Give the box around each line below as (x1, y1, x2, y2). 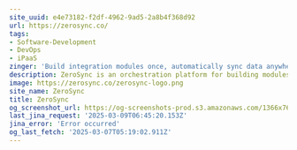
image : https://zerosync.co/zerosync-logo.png (9, 79, 184, 87)
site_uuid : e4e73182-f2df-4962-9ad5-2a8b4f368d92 (9, 12, 196, 22)
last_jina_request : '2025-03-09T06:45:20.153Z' (9, 111, 188, 120)
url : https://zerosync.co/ (9, 21, 109, 30)
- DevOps (9, 46, 42, 55)
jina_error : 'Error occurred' (9, 120, 121, 129)
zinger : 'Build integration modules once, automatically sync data (9, 63, 263, 71)
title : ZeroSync (9, 94, 69, 104)
